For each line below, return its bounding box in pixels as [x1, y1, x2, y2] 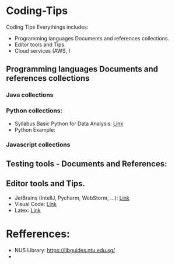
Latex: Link [14, 207, 41, 214]
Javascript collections [6, 140, 71, 149]
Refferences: [6, 227, 70, 241]
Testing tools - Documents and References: [6, 159, 167, 169]
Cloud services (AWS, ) [14, 47, 71, 54]
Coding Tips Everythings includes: [6, 23, 89, 30]
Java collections [6, 91, 54, 99]
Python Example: [14, 126, 55, 133]
